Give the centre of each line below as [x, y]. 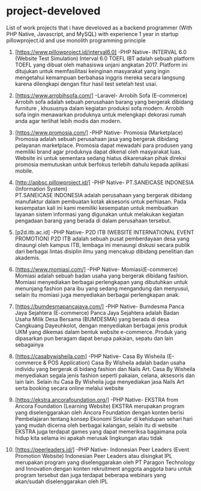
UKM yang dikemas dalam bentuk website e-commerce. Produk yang [101, 332]
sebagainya [29, 344]
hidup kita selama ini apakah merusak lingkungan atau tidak [89, 438]
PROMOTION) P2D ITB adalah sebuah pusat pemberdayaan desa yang [102, 239]
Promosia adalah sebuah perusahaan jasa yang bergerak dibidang [97, 138]
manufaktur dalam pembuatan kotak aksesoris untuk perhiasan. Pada [100, 201]
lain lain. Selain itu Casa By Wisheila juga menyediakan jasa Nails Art [100, 381]
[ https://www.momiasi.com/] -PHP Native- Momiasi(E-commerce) [96, 269]
